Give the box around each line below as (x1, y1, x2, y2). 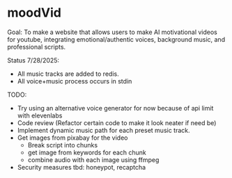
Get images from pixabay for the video (17, 133, 128, 142)
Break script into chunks (27, 140, 98, 149)
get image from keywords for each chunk (27, 148, 146, 156)
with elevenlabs (17, 111, 63, 120)
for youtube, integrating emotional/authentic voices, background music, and (7, 35, 225, 43)
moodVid (7, 5, 61, 21)
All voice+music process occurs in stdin (17, 76, 132, 85)
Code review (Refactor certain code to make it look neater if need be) (17, 118, 217, 127)
